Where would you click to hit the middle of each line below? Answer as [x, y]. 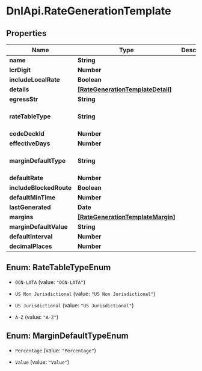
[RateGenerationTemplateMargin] [126, 217]
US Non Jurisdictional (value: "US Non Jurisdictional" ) [85, 294]
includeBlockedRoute [41, 188]
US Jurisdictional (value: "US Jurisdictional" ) [74, 305]
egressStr [24, 99]
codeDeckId [27, 134]
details [19, 89]
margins [21, 217]
